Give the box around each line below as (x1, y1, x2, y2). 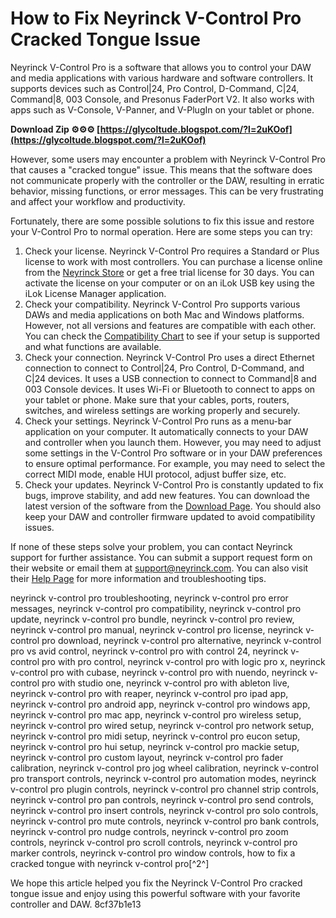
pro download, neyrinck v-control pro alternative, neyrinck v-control (41, 634, 322, 646)
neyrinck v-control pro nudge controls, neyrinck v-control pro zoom (10, 825, 289, 837)
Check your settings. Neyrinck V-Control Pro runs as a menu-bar (24, 415, 292, 427)
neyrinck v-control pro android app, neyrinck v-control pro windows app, (10, 698, 311, 710)
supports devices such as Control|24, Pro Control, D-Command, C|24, (10, 82, 300, 94)
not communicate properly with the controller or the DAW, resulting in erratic (10, 174, 325, 186)
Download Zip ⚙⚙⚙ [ (10, 123, 101, 135)
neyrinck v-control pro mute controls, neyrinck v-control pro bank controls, (10, 815, 320, 827)
